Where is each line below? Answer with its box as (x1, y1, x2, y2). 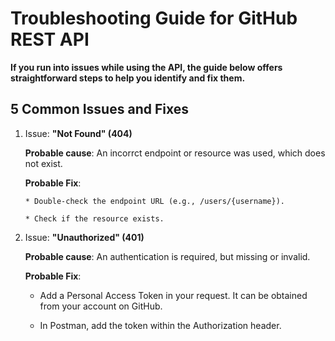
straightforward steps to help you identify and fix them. (10, 72, 246, 84)
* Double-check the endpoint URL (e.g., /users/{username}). (24, 196, 286, 206)
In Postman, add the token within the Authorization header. (39, 319, 282, 331)
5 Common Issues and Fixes (10, 101, 189, 118)
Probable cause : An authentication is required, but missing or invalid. (24, 250, 311, 262)
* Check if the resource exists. (24, 213, 165, 224)
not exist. (24, 157, 63, 169)
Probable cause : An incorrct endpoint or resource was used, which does (24, 147, 326, 159)
